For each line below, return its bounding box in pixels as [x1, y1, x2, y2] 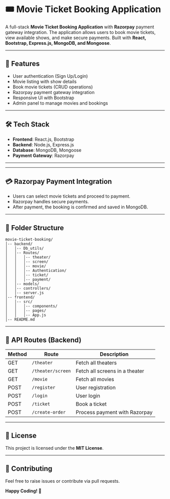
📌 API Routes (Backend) [5, 335, 82, 344]
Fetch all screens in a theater [75, 367, 144, 375]
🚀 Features [5, 59, 40, 68]
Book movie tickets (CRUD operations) [12, 84, 93, 90]
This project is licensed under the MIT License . [5, 445, 104, 451]
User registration [75, 384, 116, 391]
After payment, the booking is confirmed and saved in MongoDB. [12, 204, 148, 210]
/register [32, 385, 56, 390]
